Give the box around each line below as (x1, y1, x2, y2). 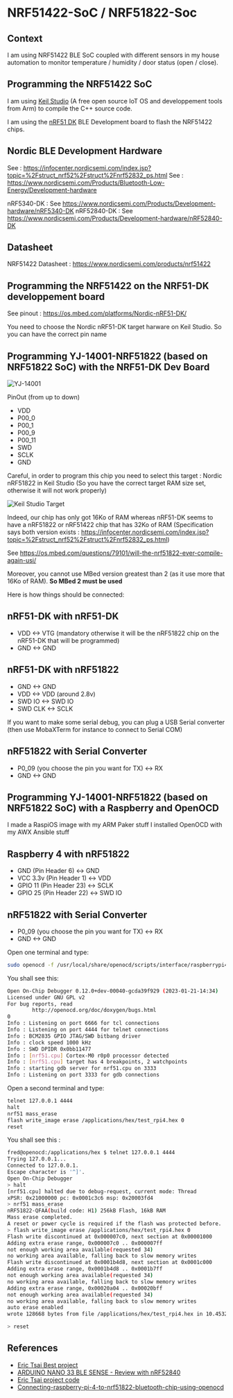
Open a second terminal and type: (7, 1084, 105, 1092)
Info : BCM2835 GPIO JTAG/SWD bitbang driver (7, 1033, 141, 1040)
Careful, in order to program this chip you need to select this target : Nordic (7, 472, 223, 480)
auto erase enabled (7, 1304, 64, 1311)
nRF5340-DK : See (7, 199, 61, 208)
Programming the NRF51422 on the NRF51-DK (7, 280, 209, 292)
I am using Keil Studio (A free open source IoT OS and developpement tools (7, 97, 223, 105)
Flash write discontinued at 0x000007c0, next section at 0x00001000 (7, 1233, 213, 1240)
